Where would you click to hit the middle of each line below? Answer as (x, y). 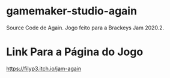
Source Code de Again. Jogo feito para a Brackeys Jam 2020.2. (85, 28)
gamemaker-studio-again (71, 11)
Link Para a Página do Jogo (75, 52)
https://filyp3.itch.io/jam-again (44, 68)
